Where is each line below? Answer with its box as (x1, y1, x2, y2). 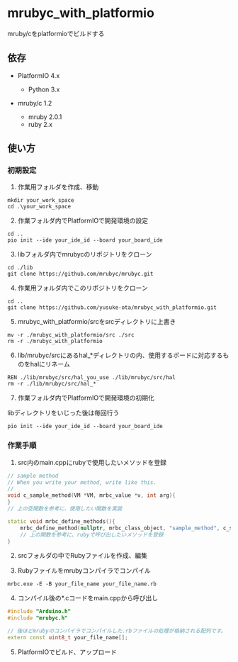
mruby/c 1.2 (17, 99, 52, 107)
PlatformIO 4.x (17, 71, 60, 79)
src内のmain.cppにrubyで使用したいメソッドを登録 (17, 458, 166, 466)
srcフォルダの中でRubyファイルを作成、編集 (17, 551, 147, 560)
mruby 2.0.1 (28, 112, 62, 121)
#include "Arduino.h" (7, 608, 72, 615)
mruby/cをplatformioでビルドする (7, 29, 105, 38)
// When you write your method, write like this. (7, 478, 157, 486)
